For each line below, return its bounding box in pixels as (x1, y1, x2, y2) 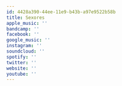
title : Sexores (6, 15, 45, 21)
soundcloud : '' (6, 48, 45, 55)
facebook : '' (6, 31, 40, 38)
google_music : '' (6, 37, 51, 43)
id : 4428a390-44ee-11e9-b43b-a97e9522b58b (6, 8, 116, 15)
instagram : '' (6, 43, 43, 49)
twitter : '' (6, 59, 37, 65)
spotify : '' (6, 54, 37, 60)
